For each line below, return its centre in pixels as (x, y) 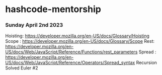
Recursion (147, 63)
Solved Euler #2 (22, 68)
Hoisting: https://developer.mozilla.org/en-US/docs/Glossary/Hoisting (77, 36)
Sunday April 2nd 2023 (34, 25)
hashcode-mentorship (53, 9)
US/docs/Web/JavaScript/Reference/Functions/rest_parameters (71, 52)
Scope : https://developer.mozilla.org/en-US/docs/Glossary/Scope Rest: (80, 41)
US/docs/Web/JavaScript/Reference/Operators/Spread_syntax (70, 63)
